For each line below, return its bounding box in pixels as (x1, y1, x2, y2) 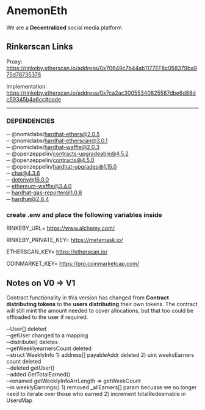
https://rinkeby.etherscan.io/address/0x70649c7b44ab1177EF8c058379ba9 (6, 64, 197, 71)
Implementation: (6, 82, 48, 90)
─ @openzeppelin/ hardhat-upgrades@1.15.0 (6, 163, 117, 170)
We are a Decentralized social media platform (6, 24, 122, 31)
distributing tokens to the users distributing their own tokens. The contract (6, 301, 198, 308)
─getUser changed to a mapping (6, 332, 88, 339)
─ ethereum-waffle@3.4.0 (6, 183, 72, 190)
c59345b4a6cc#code (6, 95, 62, 103)
